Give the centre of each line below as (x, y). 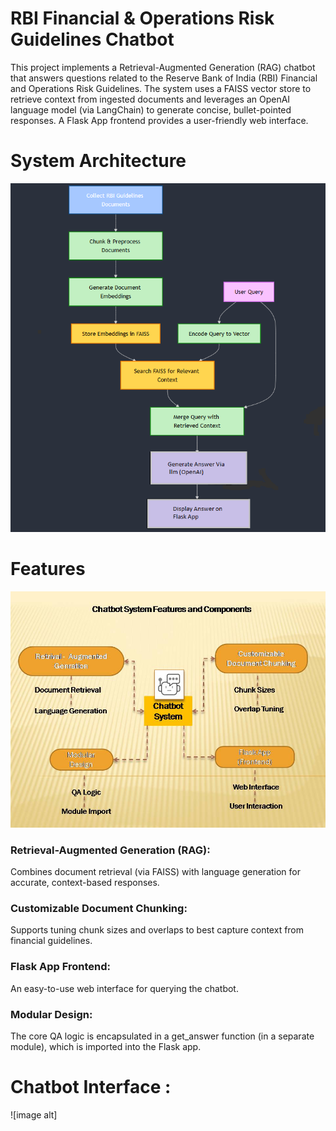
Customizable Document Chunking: (99, 909)
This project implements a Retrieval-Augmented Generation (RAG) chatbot (163, 67)
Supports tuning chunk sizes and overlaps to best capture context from (157, 930)
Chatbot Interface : (91, 1087)
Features (48, 569)
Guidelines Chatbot (92, 39)
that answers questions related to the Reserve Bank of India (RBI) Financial (164, 78)
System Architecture (98, 161)
